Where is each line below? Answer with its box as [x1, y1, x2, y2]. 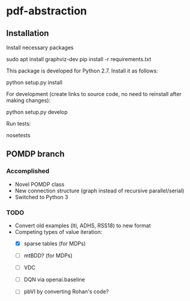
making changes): [6, 97, 51, 104]
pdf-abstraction [6, 4, 88, 18]
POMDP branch [6, 149, 65, 159]
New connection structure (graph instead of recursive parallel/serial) [14, 187, 185, 194]
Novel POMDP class [14, 180, 65, 188]
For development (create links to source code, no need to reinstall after [6, 91, 182, 97]
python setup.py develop [6, 109, 68, 115]
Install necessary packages [6, 44, 74, 51]
